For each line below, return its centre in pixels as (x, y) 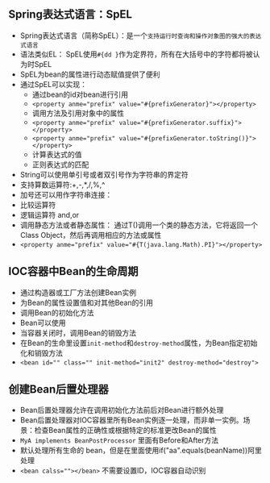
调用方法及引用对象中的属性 (78, 113)
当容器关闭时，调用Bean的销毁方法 (78, 332)
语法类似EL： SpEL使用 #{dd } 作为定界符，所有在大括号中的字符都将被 (136, 54)
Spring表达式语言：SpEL (71, 15)
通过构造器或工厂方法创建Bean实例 (78, 292)
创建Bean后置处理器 (58, 389)
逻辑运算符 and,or (50, 214)
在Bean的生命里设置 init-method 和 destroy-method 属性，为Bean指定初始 (139, 343)
